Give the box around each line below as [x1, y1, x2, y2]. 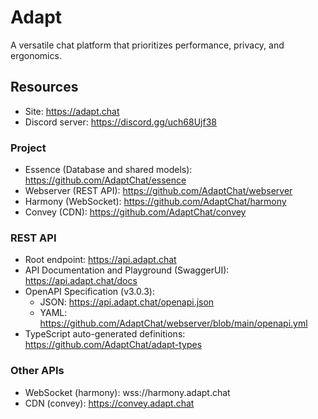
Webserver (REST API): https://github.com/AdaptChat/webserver [24, 185, 293, 197]
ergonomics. [10, 49, 62, 61]
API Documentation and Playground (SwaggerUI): [24, 264, 230, 276]
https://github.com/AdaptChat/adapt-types [24, 339, 203, 351]
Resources [10, 79, 79, 96]
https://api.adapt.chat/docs [24, 275, 138, 287]
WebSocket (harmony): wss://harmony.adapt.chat [24, 386, 231, 398]
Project [10, 141, 47, 155]
